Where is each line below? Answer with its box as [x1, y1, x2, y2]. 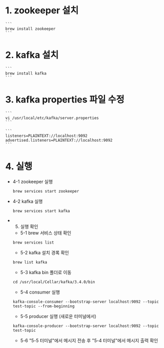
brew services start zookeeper [12, 189, 79, 194]
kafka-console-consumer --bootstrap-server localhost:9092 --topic [12, 299, 159, 304]
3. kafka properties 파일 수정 [5, 94, 125, 105]
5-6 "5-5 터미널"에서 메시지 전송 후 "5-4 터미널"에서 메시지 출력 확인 [20, 337, 158, 343]
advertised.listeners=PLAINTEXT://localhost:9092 [5, 138, 113, 143]
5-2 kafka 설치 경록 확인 [20, 249, 69, 255]
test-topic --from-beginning [12, 304, 75, 309]
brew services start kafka [12, 208, 70, 213]
